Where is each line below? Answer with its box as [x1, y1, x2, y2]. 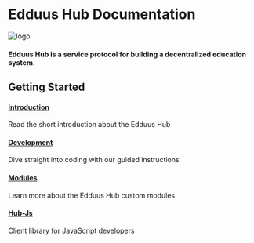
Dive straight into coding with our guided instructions [8, 155, 180, 165]
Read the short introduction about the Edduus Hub [8, 120, 171, 129]
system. [8, 57, 35, 67]
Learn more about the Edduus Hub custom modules [8, 190, 175, 200]
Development [8, 137, 53, 147]
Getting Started [8, 80, 85, 93]
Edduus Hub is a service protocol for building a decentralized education [8, 49, 247, 59]
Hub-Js [8, 209, 33, 218]
